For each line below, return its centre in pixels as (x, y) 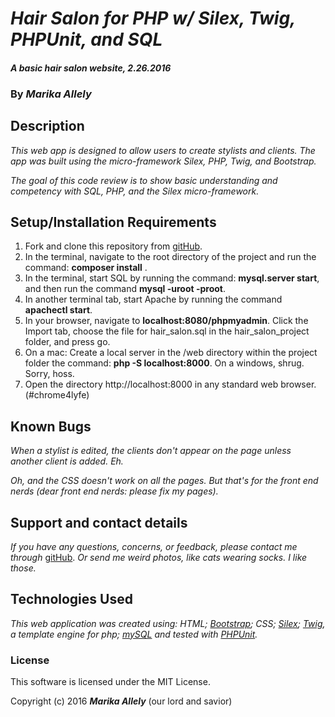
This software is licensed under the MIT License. (110, 682)
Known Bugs (51, 426)
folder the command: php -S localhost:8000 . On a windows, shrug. (164, 363)
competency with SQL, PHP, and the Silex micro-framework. (135, 191)
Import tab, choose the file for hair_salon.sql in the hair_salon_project (167, 331)
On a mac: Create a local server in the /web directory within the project (171, 353)
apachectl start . (58, 310)
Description (47, 126)
